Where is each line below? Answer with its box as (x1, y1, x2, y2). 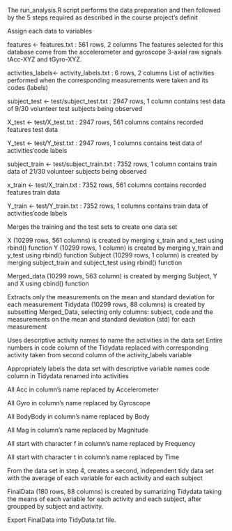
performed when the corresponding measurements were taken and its (7, 76, 209, 84)
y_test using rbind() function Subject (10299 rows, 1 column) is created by (7, 251, 219, 259)
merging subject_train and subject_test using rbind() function (7, 258, 183, 267)
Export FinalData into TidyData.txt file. (7, 516, 116, 524)
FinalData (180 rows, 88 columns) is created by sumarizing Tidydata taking (7, 488, 222, 495)
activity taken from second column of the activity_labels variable (7, 351, 192, 359)
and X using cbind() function (7, 279, 89, 287)
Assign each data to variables (7, 27, 93, 35)
